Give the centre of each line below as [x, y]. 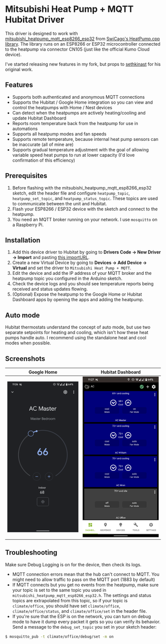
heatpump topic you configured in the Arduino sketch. [67, 278]
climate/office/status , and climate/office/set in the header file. [80, 611]
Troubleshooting [31, 552]
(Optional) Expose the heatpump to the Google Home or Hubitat [77, 294]
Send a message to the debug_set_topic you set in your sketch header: [84, 627]
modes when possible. [28, 343]
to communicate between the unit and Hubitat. [60, 203]
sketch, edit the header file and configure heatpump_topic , [71, 193]
